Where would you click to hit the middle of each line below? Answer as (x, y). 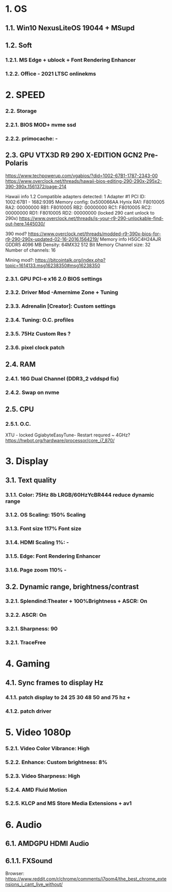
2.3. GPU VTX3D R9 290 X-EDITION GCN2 (74, 155)
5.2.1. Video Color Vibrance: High (47, 748)
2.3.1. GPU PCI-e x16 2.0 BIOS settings (54, 279)
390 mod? (16, 234)
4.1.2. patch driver (28, 711)
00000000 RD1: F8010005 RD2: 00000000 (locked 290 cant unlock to (80, 213)
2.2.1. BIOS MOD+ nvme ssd (41, 125)
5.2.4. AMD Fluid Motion (36, 790)
